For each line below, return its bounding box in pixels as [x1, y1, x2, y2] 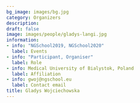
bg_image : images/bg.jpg [6, 8, 69, 15]
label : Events [12, 48, 47, 55]
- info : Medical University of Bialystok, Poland [6, 65, 135, 71]
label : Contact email [12, 82, 67, 88]
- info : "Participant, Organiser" [6, 54, 94, 60]
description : [6, 20, 39, 26]
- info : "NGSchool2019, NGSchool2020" [6, 43, 104, 49]
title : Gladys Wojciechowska [6, 88, 80, 94]
